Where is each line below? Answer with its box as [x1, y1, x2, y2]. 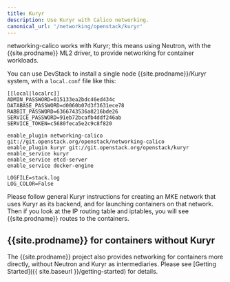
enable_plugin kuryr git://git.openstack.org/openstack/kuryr [7, 144, 189, 151]
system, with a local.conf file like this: [7, 77, 116, 85]
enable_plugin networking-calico [7, 132, 103, 140]
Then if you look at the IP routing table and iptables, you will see [7, 207, 189, 215]
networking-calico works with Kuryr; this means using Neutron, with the [7, 42, 211, 50]
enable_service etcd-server [7, 156, 88, 164]
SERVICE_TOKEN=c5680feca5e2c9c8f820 [7, 120, 112, 127]
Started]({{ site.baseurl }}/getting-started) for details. [7, 268, 158, 276]
